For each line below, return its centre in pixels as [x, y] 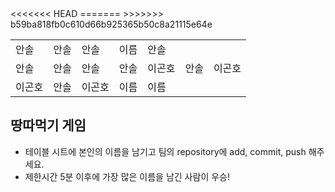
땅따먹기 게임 [48, 125]
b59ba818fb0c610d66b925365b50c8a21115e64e [111, 24]
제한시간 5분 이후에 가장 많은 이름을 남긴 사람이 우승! [127, 176]
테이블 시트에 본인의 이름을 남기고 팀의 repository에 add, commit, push [165, 151]
